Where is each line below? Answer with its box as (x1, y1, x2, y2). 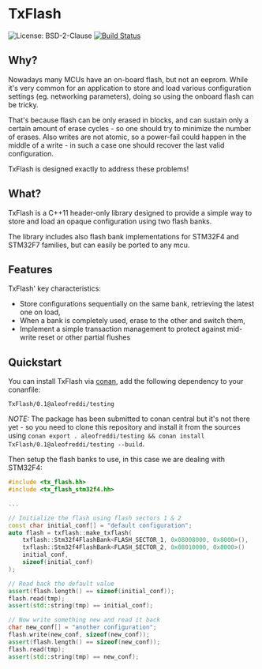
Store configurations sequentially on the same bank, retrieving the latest (19, 299, 255, 309)
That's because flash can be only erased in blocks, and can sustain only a (8, 115, 249, 125)
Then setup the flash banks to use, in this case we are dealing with (8, 455, 226, 464)
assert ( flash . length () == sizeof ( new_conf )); (8, 637, 160, 646)
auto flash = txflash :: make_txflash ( (8, 528, 133, 537)
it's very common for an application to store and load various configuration (8, 83, 252, 92)
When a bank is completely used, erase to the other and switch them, (19, 316, 246, 325)
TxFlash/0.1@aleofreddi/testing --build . (8, 439, 145, 449)
